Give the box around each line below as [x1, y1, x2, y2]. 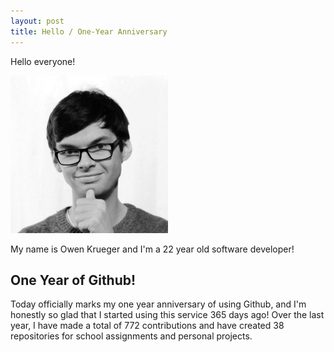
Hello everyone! [10, 55, 76, 67]
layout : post [10, 16, 65, 26]
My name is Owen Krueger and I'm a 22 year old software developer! [10, 243, 295, 255]
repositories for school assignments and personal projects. [10, 330, 253, 342]
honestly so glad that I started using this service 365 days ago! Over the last [10, 309, 325, 321]
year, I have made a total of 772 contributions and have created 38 [10, 320, 285, 332]
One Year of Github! [10, 271, 137, 289]
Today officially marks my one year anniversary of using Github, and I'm [10, 298, 307, 310]
